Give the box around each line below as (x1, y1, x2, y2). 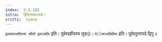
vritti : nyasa (5, 17, 38, 22)
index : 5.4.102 (5, 7, 40, 13)
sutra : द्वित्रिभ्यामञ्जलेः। (5, 12, 46, 17)
